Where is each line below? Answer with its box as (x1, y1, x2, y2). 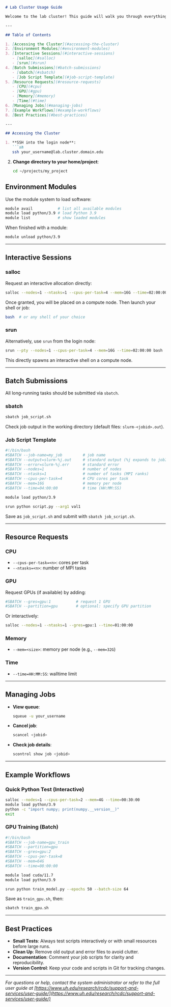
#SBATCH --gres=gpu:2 (5, 849, 51, 854)
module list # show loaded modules (5, 215, 106, 221)
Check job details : (12, 742, 52, 748)
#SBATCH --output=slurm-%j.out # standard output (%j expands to (5, 457, 156, 463)
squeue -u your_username (12, 713, 66, 718)
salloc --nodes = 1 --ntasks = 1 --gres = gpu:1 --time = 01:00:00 (5, 623, 133, 628)
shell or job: (5, 304, 30, 310)
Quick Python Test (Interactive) (5, 786, 84, 793)
